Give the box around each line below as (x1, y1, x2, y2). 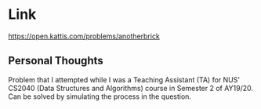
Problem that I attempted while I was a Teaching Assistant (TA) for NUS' (8, 74, 241, 84)
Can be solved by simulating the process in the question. (8, 92, 192, 101)
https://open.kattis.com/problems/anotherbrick (8, 31, 161, 41)
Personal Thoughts (8, 54, 103, 67)
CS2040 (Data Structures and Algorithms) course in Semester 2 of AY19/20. (8, 83, 253, 93)
